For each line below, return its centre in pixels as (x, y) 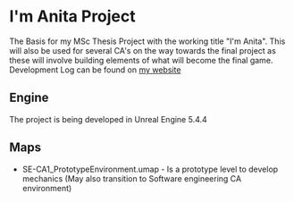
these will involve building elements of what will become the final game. (141, 60)
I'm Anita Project (72, 17)
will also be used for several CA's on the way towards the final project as (143, 50)
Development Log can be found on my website (95, 70)
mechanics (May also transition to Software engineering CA (132, 178)
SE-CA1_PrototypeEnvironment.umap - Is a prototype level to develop (150, 169)
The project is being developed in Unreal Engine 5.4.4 (108, 119)
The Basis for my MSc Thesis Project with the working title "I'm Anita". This (147, 41)
